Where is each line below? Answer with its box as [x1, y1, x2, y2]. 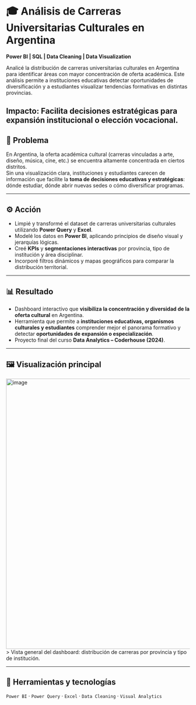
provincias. [6, 89, 33, 96]
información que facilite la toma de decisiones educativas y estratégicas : [6, 176, 185, 183]
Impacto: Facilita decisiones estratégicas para [6, 106, 178, 116]
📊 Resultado [6, 287, 54, 297]
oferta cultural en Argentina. [14, 311, 85, 318]
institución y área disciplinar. [14, 251, 83, 258]
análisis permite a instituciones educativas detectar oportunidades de [6, 77, 174, 84]
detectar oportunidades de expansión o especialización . [14, 330, 153, 337]
